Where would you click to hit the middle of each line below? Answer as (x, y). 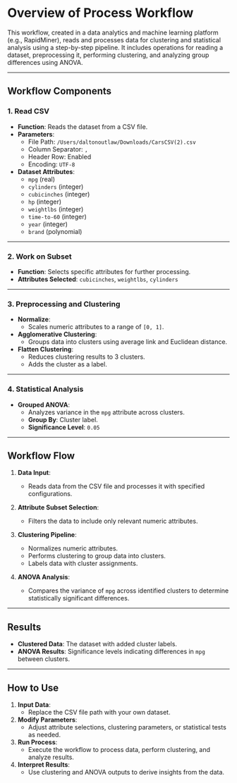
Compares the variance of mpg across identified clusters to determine (128, 591)
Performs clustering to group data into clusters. (97, 556)
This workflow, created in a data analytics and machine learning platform (113, 32)
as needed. (44, 734)
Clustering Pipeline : (47, 535)
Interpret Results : (44, 764)
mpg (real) (41, 179)
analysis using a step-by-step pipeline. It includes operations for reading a (115, 47)
